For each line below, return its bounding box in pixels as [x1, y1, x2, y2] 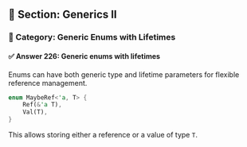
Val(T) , [22, 108, 48, 116]
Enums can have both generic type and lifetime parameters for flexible [8, 69, 240, 79]
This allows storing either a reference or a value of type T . [8, 130, 198, 140]
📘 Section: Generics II [8, 8, 117, 21]
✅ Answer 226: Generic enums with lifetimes [8, 51, 161, 60]
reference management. [8, 78, 88, 87]
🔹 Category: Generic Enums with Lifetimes [8, 32, 176, 43]
